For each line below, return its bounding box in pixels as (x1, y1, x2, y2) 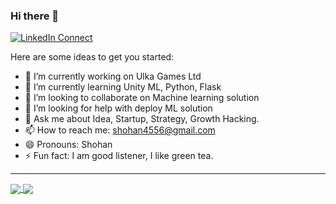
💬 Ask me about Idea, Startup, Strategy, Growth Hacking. (24, 113, 260, 125)
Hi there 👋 (10, 9, 60, 23)
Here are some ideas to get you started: (10, 51, 175, 63)
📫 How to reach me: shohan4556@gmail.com (24, 124, 216, 136)
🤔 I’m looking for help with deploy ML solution (24, 102, 213, 114)
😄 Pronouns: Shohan (24, 139, 113, 151)
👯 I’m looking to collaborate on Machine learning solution (24, 92, 260, 104)
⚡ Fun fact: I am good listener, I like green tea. (24, 150, 214, 162)
